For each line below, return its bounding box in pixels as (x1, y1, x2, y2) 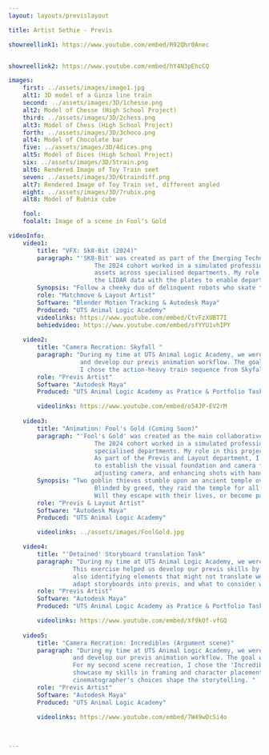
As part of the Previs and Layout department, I (94, 454, 260, 462)
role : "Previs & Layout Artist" (37, 499, 146, 507)
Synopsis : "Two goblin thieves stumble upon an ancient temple (37, 477, 252, 485)
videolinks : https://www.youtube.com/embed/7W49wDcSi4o (37, 713, 227, 721)
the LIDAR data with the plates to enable (94, 277, 239, 285)
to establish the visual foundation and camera (94, 461, 256, 470)
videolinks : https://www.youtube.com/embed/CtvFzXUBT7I (37, 314, 227, 322)
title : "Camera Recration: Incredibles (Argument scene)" (37, 639, 235, 647)
